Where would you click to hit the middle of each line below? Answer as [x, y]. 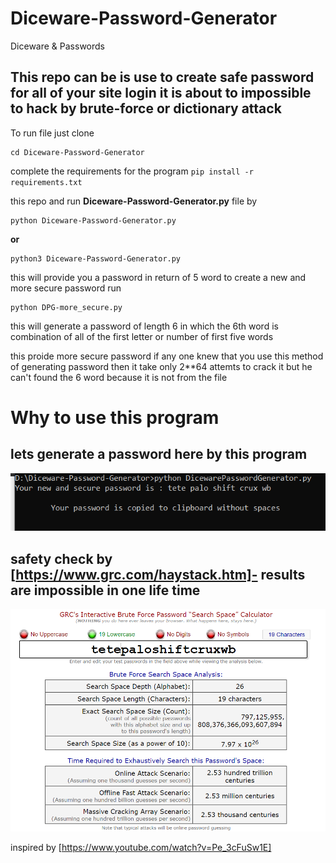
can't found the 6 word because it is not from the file [119, 377]
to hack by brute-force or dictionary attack [146, 108]
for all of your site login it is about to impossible [161, 93]
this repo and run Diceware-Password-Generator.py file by [134, 201]
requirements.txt [46, 182]
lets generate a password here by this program [159, 454]
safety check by [61, 558]
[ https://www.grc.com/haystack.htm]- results [158, 574]
